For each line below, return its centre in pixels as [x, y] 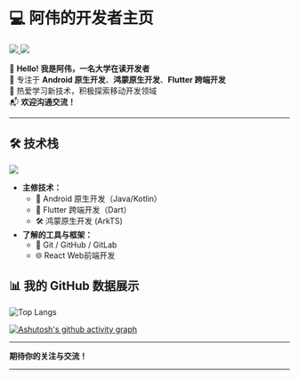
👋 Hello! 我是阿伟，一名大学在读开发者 [80, 69]
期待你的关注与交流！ [48, 356]
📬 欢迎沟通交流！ [42, 101]
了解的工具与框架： [57, 234]
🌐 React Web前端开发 [75, 255]
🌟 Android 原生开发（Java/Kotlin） [98, 198]
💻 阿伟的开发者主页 [81, 18]
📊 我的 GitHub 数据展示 [74, 286]
